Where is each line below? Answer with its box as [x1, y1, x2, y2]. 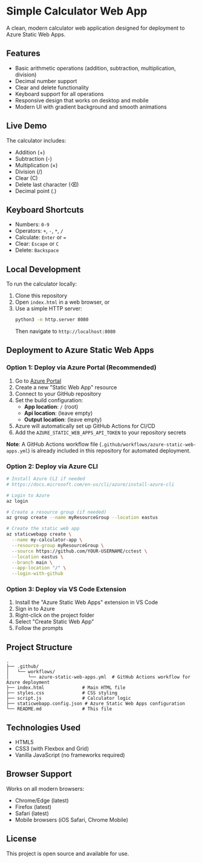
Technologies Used [6, 722, 80, 733]
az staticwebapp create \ [6, 531, 71, 537]
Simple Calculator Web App [6, 4, 148, 18]
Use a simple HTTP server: [15, 305, 83, 312]
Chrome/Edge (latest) [15, 796, 69, 804]
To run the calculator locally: [6, 280, 77, 287]
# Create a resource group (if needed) [6, 509, 107, 515]
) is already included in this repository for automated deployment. [28, 447, 191, 454]
